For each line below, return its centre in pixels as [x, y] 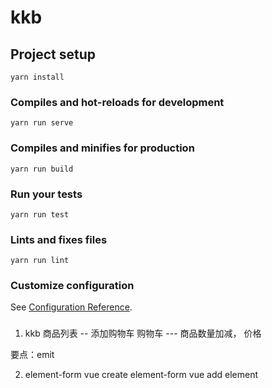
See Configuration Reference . [71, 307]
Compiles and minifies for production [102, 148]
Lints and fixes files [59, 239]
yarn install [37, 77]
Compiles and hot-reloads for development [117, 102]
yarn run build [42, 169]
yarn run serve [42, 123]
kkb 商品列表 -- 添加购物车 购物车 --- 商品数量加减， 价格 [143, 333]
